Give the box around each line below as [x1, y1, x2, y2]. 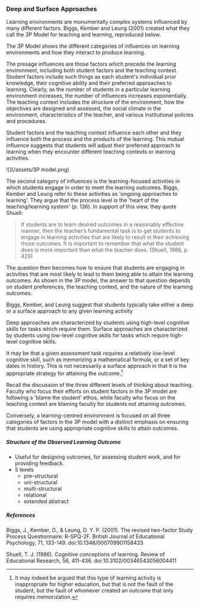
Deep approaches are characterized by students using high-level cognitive [6, 319, 189, 327]
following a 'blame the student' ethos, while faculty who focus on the [6, 393, 176, 401]
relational [23, 491, 46, 499]
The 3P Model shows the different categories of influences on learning [6, 42, 180, 50]
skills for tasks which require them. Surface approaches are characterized [6, 325, 187, 333]
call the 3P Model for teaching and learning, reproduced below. [6, 31, 161, 38]
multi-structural [23, 485, 62, 492]
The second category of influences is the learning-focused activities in [6, 178, 180, 185]
